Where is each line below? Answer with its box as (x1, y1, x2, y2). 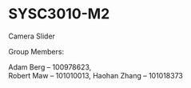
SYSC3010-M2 (8, 5, 110, 23)
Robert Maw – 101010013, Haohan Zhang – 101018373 (8, 70, 184, 80)
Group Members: (8, 46, 65, 56)
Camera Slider (8, 31, 56, 41)
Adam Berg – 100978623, (8, 62, 92, 72)
